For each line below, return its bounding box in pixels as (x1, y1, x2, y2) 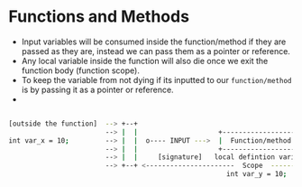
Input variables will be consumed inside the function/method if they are (21, 36, 287, 47)
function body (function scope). (21, 65, 141, 76)
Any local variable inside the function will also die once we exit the (21, 55, 269, 66)
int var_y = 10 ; (225, 170, 288, 179)
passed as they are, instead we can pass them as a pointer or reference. (21, 45, 290, 56)
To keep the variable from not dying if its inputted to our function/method (21, 74, 292, 85)
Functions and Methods (8, 6, 190, 27)
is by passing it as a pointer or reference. (21, 84, 174, 95)
